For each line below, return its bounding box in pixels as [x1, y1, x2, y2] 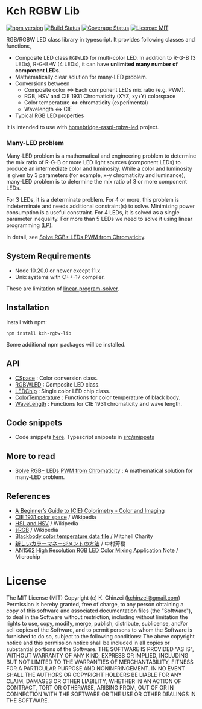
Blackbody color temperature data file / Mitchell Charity [14, 533, 153, 540]
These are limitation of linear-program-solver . [6, 285, 119, 292]
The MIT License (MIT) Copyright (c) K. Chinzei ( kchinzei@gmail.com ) [6, 594, 181, 602]
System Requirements [6, 251, 92, 261]
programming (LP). [6, 222, 53, 229]
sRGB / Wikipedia [14, 527, 58, 534]
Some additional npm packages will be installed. [6, 341, 126, 348]
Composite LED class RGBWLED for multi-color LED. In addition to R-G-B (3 [14, 54, 196, 61]
